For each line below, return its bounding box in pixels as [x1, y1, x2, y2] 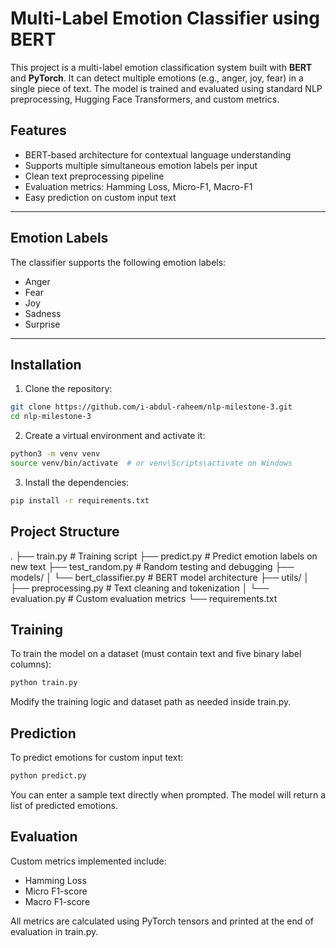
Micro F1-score [24, 885, 88, 897]
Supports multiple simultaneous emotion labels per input [24, 159, 258, 171]
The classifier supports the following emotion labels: [10, 256, 227, 268]
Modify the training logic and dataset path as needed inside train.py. [10, 696, 292, 708]
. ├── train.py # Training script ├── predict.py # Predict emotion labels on [10, 550, 318, 562]
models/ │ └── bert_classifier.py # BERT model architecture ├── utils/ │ [10, 571, 310, 583]
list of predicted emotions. [10, 799, 118, 811]
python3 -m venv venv [10, 449, 101, 459]
